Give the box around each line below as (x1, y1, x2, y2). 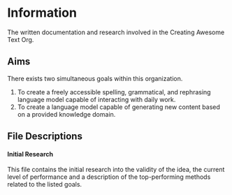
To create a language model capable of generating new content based (17, 103, 220, 111)
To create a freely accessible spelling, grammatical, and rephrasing (17, 87, 211, 96)
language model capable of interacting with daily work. (17, 95, 176, 103)
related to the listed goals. (7, 180, 82, 189)
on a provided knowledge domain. (17, 110, 116, 118)
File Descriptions (7, 131, 82, 143)
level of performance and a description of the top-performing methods (7, 173, 211, 181)
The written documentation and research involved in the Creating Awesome (7, 28, 225, 36)
